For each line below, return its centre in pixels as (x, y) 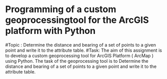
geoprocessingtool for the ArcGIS (77, 20)
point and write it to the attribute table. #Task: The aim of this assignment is (84, 50)
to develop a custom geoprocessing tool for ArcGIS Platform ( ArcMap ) (79, 55)
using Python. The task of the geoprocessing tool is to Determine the (77, 61)
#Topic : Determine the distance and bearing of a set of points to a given (81, 45)
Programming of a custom (61, 9)
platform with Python (50, 31)
